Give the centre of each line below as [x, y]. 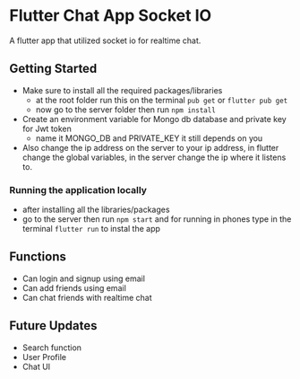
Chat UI [36, 366]
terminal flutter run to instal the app [91, 229]
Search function [52, 348]
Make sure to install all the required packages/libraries [122, 90]
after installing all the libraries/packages [96, 210]
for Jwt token [47, 128]
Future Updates [53, 326]
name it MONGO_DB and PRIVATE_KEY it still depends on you [149, 138]
